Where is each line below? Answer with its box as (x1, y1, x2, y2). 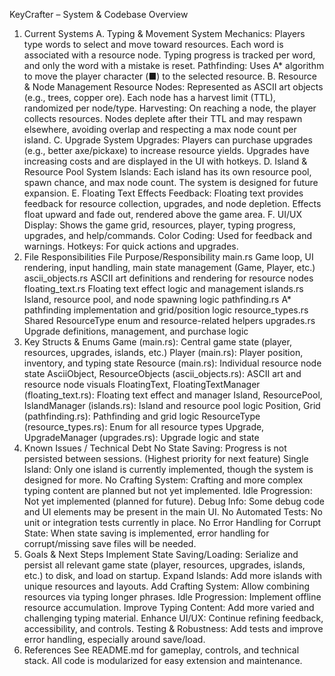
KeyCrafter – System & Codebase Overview (9, 9, 189, 20)
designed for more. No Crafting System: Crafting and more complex (23, 474, 304, 486)
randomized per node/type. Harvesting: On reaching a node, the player (23, 102, 317, 114)
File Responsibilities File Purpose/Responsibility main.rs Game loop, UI (23, 251, 314, 263)
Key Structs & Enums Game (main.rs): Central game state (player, (23, 336, 292, 348)
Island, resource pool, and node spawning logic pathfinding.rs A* (23, 294, 292, 305)
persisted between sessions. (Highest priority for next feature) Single (23, 453, 309, 464)
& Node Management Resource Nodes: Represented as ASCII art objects (23, 81, 324, 93)
